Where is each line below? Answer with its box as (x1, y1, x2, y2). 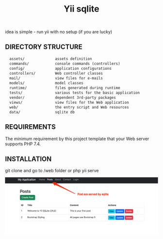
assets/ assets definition (9, 56, 92, 61)
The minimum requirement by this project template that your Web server (5, 136, 149, 142)
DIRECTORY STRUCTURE (5, 43, 82, 51)
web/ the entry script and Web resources (9, 105, 130, 110)
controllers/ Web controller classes (9, 71, 103, 76)
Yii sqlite (64, 3, 99, 15)
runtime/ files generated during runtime (9, 85, 120, 90)
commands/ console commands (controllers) (9, 61, 120, 66)
